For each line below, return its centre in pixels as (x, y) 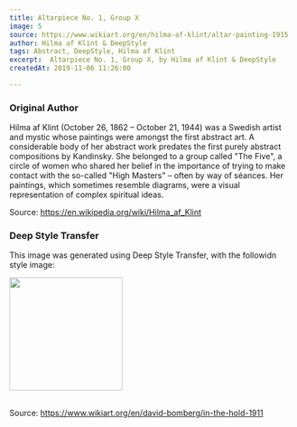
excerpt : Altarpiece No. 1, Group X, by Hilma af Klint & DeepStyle (143, 60)
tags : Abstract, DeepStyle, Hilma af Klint (93, 52)
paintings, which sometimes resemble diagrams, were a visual (125, 185)
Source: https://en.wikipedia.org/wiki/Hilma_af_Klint (105, 213)
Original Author (44, 108)
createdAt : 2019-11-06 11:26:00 (70, 69)
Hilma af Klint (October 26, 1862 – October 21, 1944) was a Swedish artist (145, 128)
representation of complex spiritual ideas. (87, 195)
